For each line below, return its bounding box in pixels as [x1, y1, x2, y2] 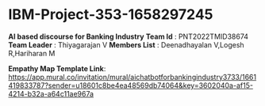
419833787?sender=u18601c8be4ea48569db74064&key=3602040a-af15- [8, 81, 254, 90]
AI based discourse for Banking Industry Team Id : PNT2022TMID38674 [8, 32, 248, 41]
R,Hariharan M [8, 48, 56, 58]
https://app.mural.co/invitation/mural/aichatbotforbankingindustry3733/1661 [8, 72, 256, 81]
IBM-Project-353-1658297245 [8, 6, 213, 24]
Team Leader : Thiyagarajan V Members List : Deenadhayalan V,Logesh [8, 40, 244, 49]
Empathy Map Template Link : [8, 63, 106, 73]
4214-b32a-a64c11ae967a [8, 89, 94, 98]
